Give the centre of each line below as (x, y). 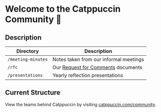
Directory (28, 51)
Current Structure (33, 93)
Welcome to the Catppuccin (63, 9)
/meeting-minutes (28, 59)
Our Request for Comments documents (97, 67)
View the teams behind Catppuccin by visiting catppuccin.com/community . (81, 104)
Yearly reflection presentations (88, 75)
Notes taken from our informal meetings (98, 59)
